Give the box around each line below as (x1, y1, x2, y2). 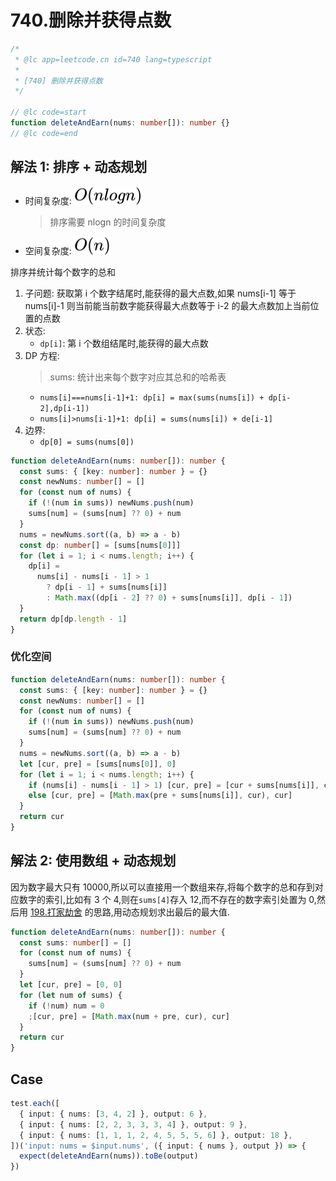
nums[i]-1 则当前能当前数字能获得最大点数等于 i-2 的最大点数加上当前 (24, 299, 311, 311)
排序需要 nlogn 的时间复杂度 (49, 216, 167, 228)
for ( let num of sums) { (19, 990, 123, 1000)
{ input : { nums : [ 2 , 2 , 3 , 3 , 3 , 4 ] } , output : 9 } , (19, 1119, 248, 1130)
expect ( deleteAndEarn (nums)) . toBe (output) (19, 1151, 199, 1161)
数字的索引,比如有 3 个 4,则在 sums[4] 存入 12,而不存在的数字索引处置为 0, (18, 893, 317, 905)
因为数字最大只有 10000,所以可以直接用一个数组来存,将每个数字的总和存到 (10, 881, 315, 893)
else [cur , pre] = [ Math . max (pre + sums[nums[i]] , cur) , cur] (28, 791, 293, 801)
